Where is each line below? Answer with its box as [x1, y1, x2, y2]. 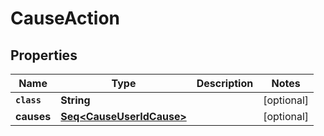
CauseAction [10, 7, 120, 30]
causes [15, 110, 52, 123]
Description [196, 77, 254, 90]
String [60, 93, 91, 107]
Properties [10, 47, 78, 64]
